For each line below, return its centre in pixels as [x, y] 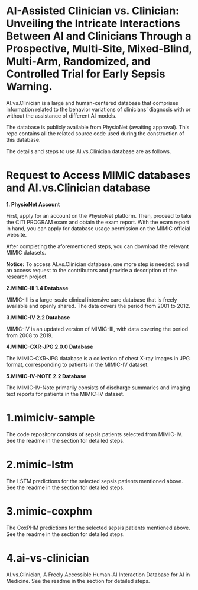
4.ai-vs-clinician [48, 558]
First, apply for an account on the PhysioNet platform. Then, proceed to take [99, 215]
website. [17, 234]
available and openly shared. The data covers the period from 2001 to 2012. [98, 306]
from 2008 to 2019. [30, 335]
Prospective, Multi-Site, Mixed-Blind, [99, 49]
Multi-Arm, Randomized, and [78, 61]
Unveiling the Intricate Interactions [93, 23]
